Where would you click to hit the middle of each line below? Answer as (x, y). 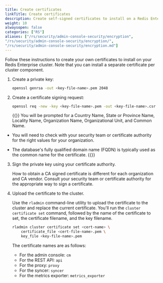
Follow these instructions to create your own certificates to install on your (78, 59)
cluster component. (24, 70)
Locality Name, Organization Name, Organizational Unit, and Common (82, 121)
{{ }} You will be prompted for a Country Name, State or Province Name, (83, 116)
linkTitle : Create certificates (38, 14)
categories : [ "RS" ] (25, 32)
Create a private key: (33, 79)
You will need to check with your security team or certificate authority (82, 135)
